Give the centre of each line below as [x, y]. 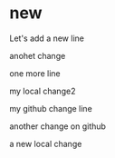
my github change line [51, 108]
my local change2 [43, 91]
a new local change [46, 143]
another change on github [58, 126]
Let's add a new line [47, 38]
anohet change [38, 55]
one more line [35, 73]
